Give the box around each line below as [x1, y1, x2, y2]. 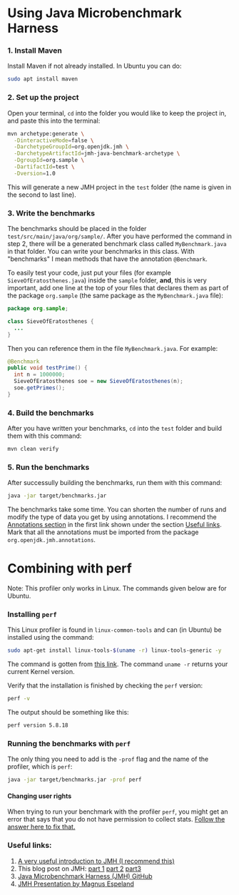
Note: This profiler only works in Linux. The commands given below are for [7, 584, 227, 593]
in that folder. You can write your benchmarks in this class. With [7, 247, 195, 256]
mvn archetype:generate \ [7, 130, 84, 137]
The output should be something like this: [7, 708, 130, 717]
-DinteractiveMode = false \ [14, 137, 94, 144]
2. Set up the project [7, 93, 80, 103]
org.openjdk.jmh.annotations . [7, 536, 96, 544]
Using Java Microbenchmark [7, 5, 182, 21]
